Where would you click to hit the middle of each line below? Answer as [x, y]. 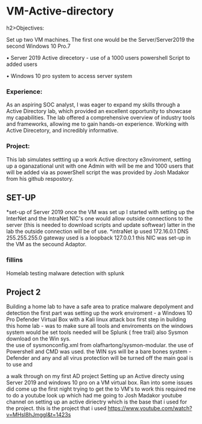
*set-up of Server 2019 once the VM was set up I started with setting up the [100, 212]
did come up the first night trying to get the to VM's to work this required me [101, 389]
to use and [20, 365]
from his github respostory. [40, 178]
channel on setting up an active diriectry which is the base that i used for [97, 402]
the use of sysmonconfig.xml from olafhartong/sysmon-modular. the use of [100, 345]
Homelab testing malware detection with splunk [65, 273]
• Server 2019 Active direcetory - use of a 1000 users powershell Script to [98, 57]
